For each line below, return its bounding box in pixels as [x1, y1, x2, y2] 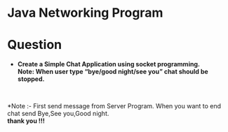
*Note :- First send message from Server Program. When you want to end [7, 102, 222, 110]
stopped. [17, 75, 45, 83]
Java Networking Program [7, 5, 163, 21]
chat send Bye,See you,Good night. [7, 110, 109, 118]
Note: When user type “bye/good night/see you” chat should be [17, 68, 208, 76]
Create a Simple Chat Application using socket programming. [17, 60, 200, 68]
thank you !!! [7, 117, 46, 125]
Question [7, 37, 62, 53]
